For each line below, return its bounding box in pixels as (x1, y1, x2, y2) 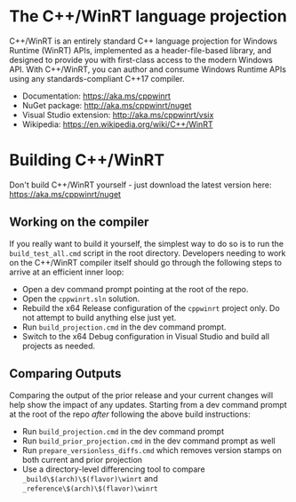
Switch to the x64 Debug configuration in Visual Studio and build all (21, 331, 269, 341)
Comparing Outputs (9, 366, 122, 381)
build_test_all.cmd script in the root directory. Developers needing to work (9, 247, 286, 259)
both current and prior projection (21, 454, 143, 465)
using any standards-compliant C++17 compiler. (9, 73, 185, 84)
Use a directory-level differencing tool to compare (21, 464, 206, 474)
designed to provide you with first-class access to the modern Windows (9, 54, 273, 65)
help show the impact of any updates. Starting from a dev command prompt (9, 399, 287, 410)
